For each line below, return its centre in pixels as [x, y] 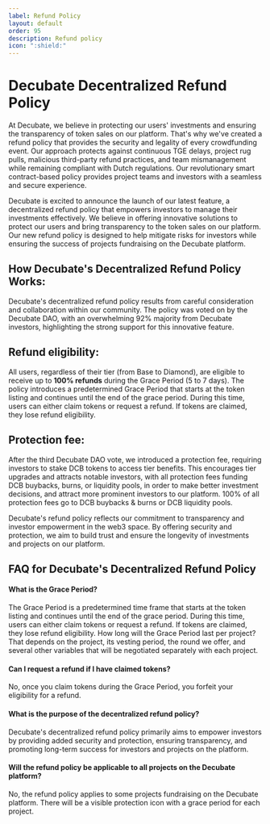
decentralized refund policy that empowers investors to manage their [123, 210]
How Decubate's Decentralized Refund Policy [125, 269]
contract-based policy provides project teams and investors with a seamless [135, 177]
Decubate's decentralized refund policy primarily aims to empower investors [135, 732]
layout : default [35, 23]
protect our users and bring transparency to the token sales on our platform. [135, 227]
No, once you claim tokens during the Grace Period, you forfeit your [121, 687]
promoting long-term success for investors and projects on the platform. [129, 749]
